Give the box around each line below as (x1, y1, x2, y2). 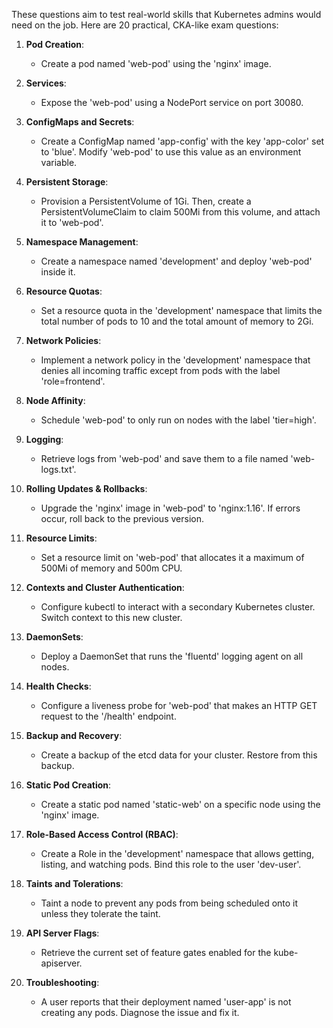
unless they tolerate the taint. (40, 908, 161, 919)
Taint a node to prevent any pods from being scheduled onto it (40, 897, 299, 909)
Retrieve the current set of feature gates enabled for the (40, 947, 272, 958)
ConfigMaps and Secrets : (25, 116, 135, 128)
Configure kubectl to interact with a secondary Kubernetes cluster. (40, 601, 316, 613)
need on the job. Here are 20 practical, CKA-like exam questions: (11, 19, 279, 31)
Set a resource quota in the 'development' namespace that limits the (40, 305, 323, 316)
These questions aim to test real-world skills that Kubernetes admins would (11, 9, 322, 20)
